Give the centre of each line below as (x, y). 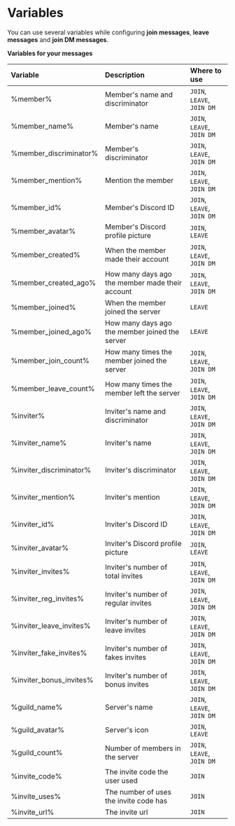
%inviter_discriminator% (51, 470)
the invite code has (136, 801)
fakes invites (126, 657)
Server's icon (127, 729)
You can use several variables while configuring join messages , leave (108, 32)
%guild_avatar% (38, 729)
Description (124, 75)
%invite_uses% (36, 796)
